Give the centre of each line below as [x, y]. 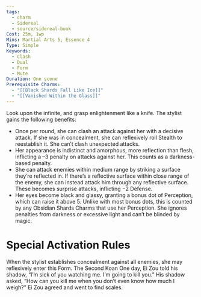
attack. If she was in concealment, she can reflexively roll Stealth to [98, 137]
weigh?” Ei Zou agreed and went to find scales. [65, 287]
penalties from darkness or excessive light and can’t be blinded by [97, 214]
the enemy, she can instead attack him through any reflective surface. [102, 182]
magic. [23, 220]
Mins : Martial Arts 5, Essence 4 [48, 40]
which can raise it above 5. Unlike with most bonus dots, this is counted [104, 201]
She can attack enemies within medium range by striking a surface [97, 169]
